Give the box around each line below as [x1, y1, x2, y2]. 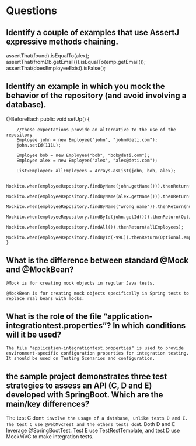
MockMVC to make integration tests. [6, 433, 94, 440]
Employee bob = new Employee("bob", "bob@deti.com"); [16, 152, 150, 158]
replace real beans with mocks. [6, 295, 85, 301]
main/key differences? [6, 399, 90, 408]
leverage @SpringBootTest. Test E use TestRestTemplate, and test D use [6, 427, 180, 434]
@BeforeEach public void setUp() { [6, 115, 90, 122]
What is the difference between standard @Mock [6, 256, 189, 265]
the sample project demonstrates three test [6, 371, 167, 382]
